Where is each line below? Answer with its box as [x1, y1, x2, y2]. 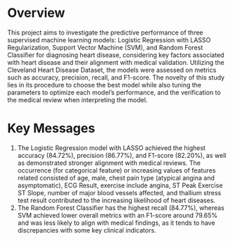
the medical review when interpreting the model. [7, 95, 148, 104]
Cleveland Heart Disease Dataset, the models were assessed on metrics [7, 66, 217, 74]
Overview [7, 5, 65, 21]
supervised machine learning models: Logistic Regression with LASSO [7, 35, 211, 44]
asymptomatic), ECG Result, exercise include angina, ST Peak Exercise [17, 181, 223, 190]
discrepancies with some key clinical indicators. [17, 225, 156, 234]
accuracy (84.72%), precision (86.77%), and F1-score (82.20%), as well [17, 151, 227, 159]
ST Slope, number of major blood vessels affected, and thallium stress [17, 188, 222, 197]
